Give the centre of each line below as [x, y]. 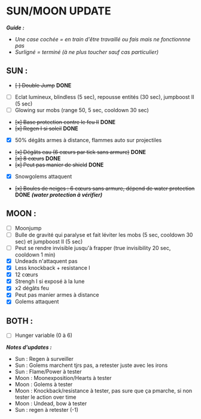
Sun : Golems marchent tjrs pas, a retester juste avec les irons [91, 365]
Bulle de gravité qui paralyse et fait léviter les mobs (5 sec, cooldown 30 [104, 234]
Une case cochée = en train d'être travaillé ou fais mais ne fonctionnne [103, 39]
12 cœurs [26, 275]
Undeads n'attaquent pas [46, 261]
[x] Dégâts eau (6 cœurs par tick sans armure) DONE [80, 152]
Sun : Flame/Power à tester [48, 372]
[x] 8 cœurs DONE [38, 158]
